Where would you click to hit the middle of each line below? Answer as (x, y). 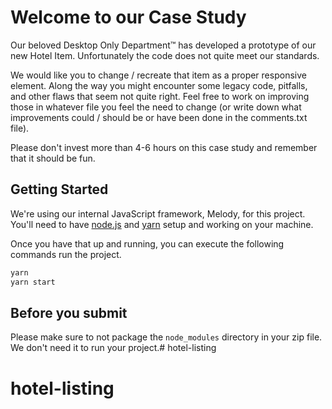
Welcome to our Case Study (128, 17)
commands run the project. (66, 254)
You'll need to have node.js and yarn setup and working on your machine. (162, 224)
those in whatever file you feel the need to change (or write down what (156, 107)
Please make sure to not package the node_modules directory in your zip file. (166, 337)
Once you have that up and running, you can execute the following (147, 243)
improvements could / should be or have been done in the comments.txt (159, 117)
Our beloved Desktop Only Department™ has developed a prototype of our (163, 45)
